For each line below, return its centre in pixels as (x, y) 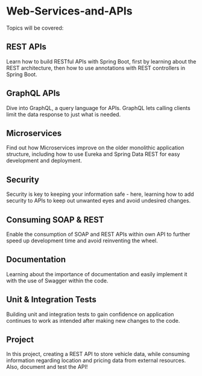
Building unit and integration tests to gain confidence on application (90, 314)
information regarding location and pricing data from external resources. (96, 360)
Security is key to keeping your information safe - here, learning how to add (100, 194)
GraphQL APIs (33, 93)
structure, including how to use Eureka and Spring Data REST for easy (93, 154)
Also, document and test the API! (47, 367)
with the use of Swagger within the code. (57, 280)
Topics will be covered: (35, 28)
